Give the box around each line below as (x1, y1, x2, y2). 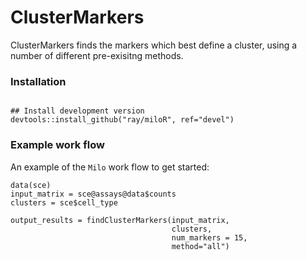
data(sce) (10, 180, 52, 190)
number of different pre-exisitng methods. (10, 49, 184, 61)
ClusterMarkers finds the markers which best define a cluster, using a (10, 39, 298, 51)
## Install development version (10, 106, 145, 116)
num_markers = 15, (171, 232, 248, 243)
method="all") (171, 241, 230, 251)
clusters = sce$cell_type (10, 197, 118, 208)
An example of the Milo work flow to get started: (10, 161, 210, 173)
